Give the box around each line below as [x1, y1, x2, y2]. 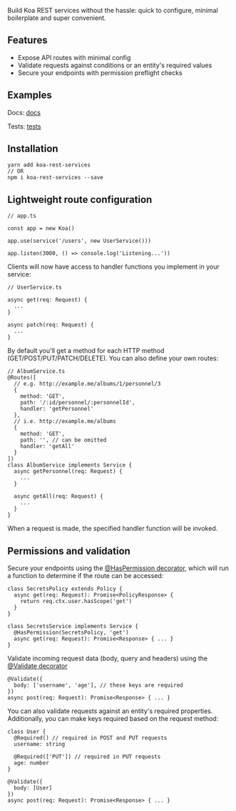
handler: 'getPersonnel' [20, 405, 94, 413]
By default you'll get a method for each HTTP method [7, 347, 165, 355]
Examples [7, 89, 52, 101]
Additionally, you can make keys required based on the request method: [7, 715, 219, 723]
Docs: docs [7, 108, 41, 116]
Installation [7, 143, 58, 155]
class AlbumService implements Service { [7, 462, 133, 469]
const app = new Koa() [7, 225, 75, 232]
